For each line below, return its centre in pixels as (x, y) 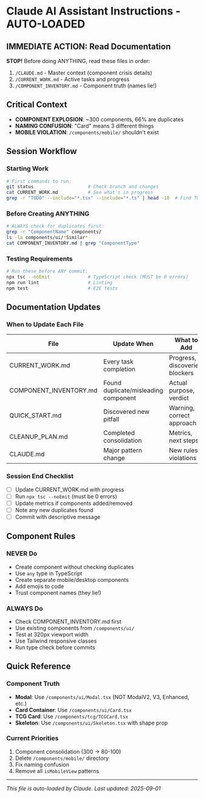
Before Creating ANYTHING (48, 214)
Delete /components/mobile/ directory (62, 758)
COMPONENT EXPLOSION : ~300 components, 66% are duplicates (99, 119)
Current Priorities (32, 739)
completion (119, 370)
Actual (178, 383)
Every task (118, 362)
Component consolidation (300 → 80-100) (68, 751)
